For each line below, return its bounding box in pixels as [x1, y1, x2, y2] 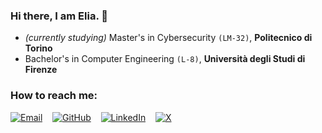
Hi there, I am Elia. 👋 [10, 9, 108, 23]
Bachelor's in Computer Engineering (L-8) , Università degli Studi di [24, 53, 306, 65]
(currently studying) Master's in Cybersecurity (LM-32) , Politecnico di [24, 32, 313, 44]
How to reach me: [10, 89, 98, 103]
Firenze [24, 64, 58, 76]
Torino [24, 42, 53, 54]
